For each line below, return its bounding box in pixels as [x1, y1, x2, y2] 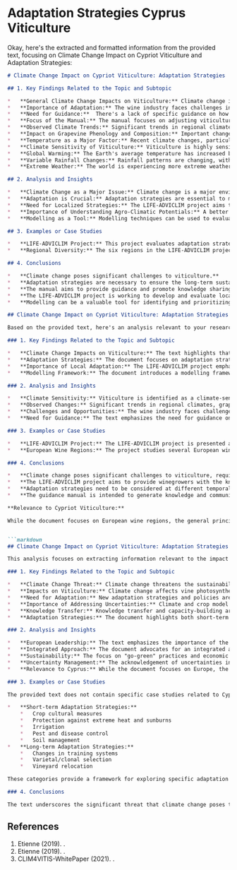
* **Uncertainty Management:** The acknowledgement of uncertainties [7, 659, 222, 666]
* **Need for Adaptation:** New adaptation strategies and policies [7, 594, 219, 601]
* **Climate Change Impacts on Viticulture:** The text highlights [7, 350, 217, 357]
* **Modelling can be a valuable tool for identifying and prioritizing [7, 299, 232, 306]
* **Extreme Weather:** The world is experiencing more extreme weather [7, 163, 232, 170]
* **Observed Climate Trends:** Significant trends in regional [7, 124, 207, 131]
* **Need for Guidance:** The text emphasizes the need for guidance [7, 415, 222, 422]
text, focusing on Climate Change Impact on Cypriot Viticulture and [7, 51, 202, 59]
